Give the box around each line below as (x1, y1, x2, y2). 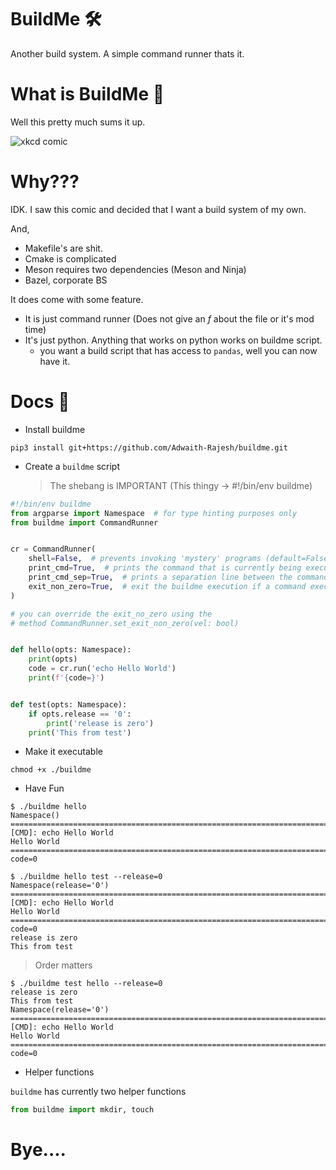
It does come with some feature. (10, 293, 144, 305)
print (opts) (28, 654, 78, 665)
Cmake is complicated (24, 252, 117, 265)
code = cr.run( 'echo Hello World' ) (28, 664, 177, 674)
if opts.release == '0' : (28, 709, 132, 719)
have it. (39, 355, 71, 367)
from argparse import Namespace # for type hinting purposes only (10, 508, 298, 518)
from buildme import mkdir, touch (10, 1105, 155, 1115)
